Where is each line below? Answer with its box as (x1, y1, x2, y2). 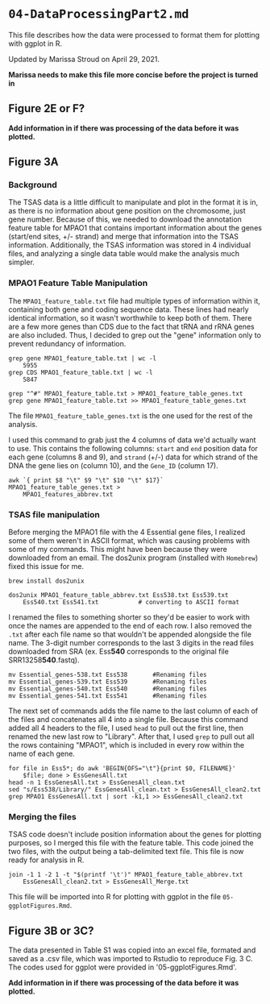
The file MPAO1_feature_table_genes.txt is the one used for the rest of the (8, 410, 253, 421)
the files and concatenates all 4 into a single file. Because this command (8, 715, 248, 724)
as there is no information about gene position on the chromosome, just (8, 206, 246, 216)
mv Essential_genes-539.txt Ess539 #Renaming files (8, 678, 207, 687)
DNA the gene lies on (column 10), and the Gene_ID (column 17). (8, 460, 219, 470)
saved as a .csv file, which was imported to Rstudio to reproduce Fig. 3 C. (8, 954, 254, 964)
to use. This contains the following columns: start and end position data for (8, 443, 258, 453)
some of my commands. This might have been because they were (8, 545, 227, 554)
